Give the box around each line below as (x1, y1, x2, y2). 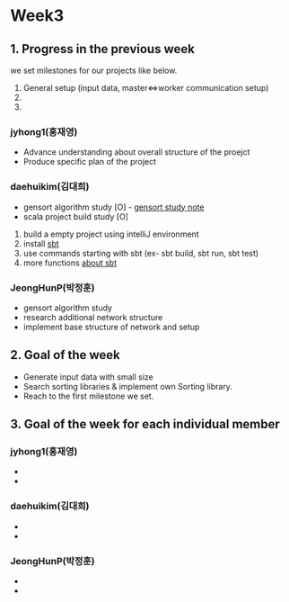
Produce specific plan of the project (22, 157, 156, 167)
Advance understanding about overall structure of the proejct (22, 147, 250, 157)
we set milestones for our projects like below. (10, 65, 178, 76)
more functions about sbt (22, 257, 118, 268)
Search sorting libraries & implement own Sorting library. (22, 381, 232, 391)
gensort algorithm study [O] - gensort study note (22, 202, 205, 212)
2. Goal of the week (10, 347, 120, 363)
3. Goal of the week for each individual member (10, 417, 281, 432)
